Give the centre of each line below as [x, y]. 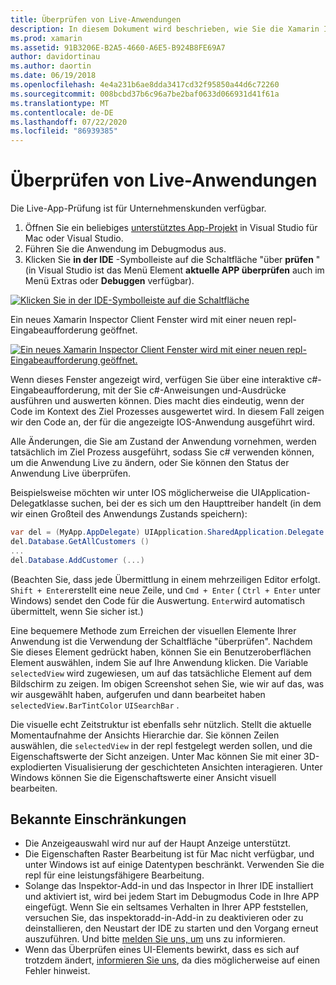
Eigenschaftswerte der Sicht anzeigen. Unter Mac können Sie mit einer [156, 756]
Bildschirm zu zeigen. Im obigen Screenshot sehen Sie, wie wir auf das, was [167, 683]
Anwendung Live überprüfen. [71, 473]
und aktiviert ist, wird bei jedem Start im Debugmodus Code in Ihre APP [172, 897]
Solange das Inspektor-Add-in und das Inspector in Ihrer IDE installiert [169, 886]
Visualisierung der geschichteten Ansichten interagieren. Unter [193, 767]
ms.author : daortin [51, 66]
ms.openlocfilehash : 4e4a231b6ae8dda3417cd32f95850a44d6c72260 [145, 85]
